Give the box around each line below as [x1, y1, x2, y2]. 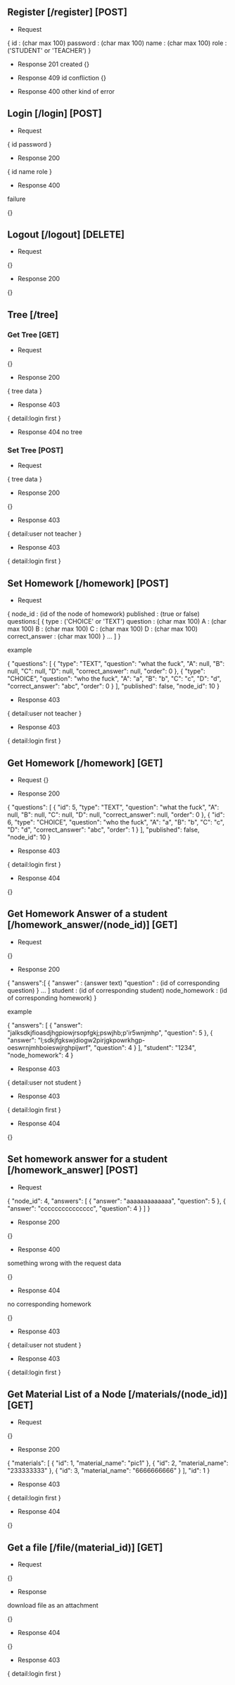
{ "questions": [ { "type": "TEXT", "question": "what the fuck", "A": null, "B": [7, 660, 225, 668]
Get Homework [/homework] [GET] [7, 757, 163, 769]
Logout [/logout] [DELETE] [7, 229, 125, 241]
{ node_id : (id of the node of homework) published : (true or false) [7, 610, 201, 618]
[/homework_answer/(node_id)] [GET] [7, 919, 178, 931]
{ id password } [7, 140, 52, 148]
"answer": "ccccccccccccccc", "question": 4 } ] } [7, 1204, 151, 1212]
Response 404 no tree [17, 428, 83, 436]
